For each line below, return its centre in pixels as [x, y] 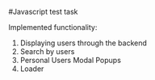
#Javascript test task [43, 12]
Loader [32, 69]
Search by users [47, 51]
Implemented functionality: [53, 27]
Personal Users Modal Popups [70, 60]
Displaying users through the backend [84, 43]
